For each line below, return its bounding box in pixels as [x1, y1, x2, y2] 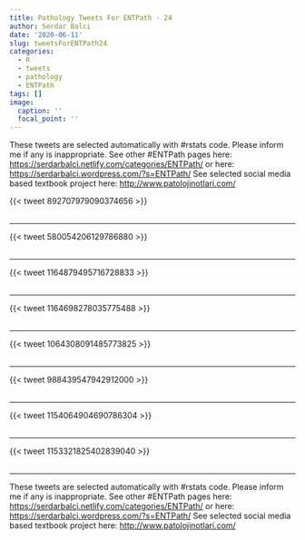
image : [9, 97, 34, 107]
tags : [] [9, 89, 43, 98]
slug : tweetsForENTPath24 [9, 38, 107, 48]
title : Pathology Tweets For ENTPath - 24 [9, 13, 172, 23]
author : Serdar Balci [9, 22, 92, 31]
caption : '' [17, 106, 64, 115]
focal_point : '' [17, 114, 79, 123]
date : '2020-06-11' [9, 30, 84, 39]
